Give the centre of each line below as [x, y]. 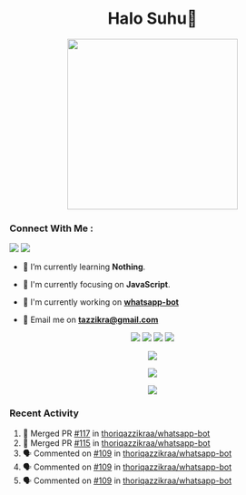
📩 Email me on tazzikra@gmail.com [90, 320]
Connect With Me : [51, 228]
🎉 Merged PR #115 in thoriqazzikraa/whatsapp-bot [116, 443]
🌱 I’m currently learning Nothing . [84, 267]
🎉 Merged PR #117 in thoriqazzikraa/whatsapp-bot [116, 433]
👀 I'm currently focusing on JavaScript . [96, 285]
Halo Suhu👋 [153, 19]
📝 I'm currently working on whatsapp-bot [101, 302]
